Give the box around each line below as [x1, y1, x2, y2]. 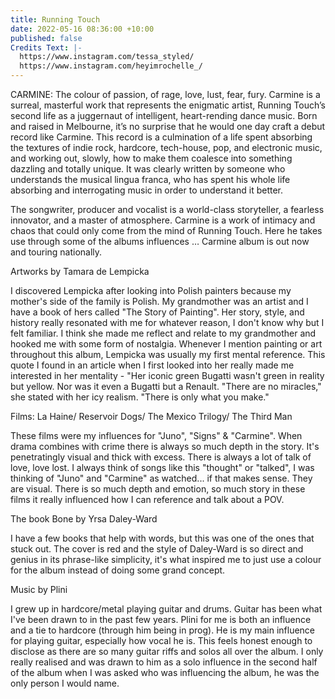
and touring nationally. [10, 246, 103, 258]
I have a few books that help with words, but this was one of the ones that [10, 532, 315, 544]
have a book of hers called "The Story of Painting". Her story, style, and [10, 306, 305, 318]
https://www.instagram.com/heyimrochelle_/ [19, 61, 203, 71]
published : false [10, 33, 83, 43]
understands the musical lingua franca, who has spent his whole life [10, 174, 291, 185]
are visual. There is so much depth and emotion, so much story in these [10, 483, 306, 495]
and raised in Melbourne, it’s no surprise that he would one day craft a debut [10, 121, 326, 132]
